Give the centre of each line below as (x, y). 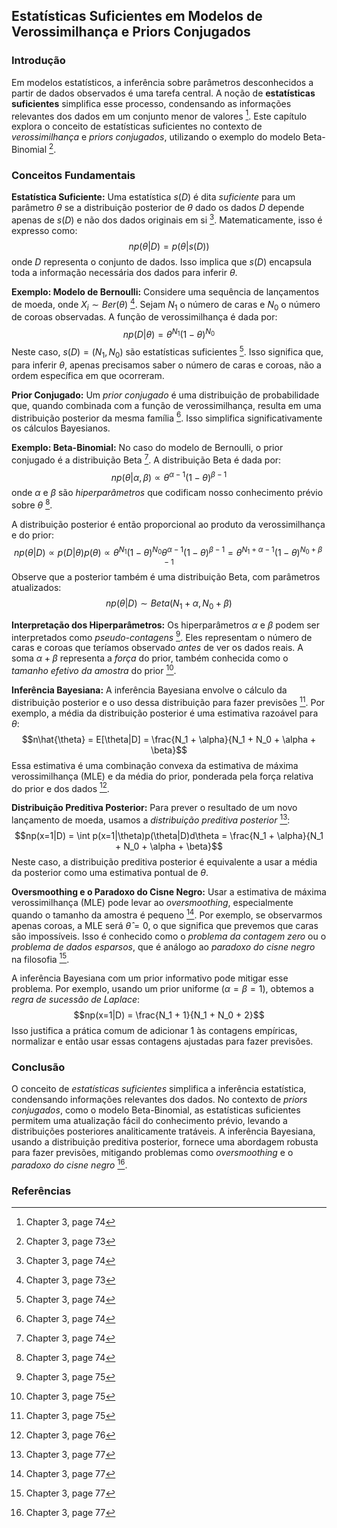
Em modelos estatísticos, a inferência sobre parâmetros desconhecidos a (162, 82)
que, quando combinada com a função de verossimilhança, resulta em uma (166, 405)
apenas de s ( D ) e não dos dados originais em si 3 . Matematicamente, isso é (167, 219)
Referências (41, 1191)
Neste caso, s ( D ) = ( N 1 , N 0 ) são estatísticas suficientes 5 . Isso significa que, (167, 352)
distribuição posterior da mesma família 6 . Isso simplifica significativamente (167, 417)
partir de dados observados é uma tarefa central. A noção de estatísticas (163, 93)
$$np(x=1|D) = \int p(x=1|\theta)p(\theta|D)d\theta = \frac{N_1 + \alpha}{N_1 (169, 835)
